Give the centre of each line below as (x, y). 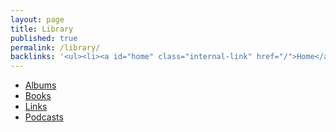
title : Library (42, 29)
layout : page (37, 19)
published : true (44, 38)
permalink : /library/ (55, 47)
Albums (40, 85)
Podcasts (44, 117)
